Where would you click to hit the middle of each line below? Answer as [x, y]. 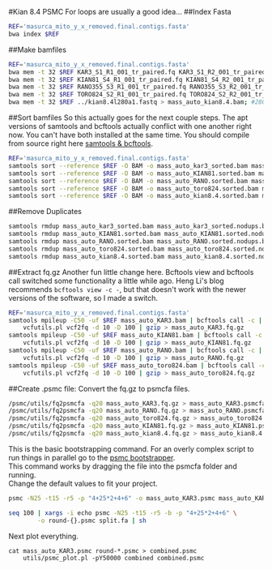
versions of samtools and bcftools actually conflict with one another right [130, 126]
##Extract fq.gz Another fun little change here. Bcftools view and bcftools [131, 272]
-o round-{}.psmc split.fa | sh [92, 521]
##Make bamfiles [38, 49]
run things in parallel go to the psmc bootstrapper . [92, 457]
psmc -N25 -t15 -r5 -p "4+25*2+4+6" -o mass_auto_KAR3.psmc [112, 498]
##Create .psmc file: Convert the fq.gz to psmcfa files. [99, 388]
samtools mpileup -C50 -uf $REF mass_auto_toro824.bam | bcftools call [132, 365]
